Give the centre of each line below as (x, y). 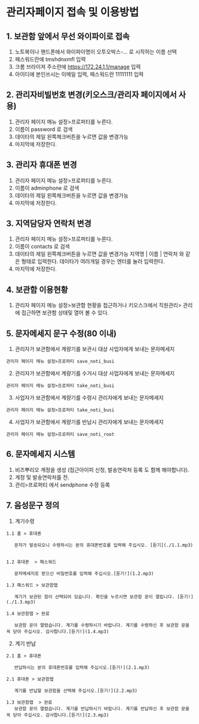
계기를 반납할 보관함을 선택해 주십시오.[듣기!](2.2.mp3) (76, 690)
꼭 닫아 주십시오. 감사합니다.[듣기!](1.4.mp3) (58, 631)
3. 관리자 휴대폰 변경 (42, 165)
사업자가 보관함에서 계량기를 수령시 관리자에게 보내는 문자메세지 (89, 398)
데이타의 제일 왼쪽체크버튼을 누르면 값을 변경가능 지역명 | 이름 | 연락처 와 (99, 254)
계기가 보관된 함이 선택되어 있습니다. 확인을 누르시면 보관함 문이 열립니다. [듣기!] (104, 596)
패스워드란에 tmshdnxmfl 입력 (50, 59)
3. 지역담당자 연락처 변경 (49, 224)
